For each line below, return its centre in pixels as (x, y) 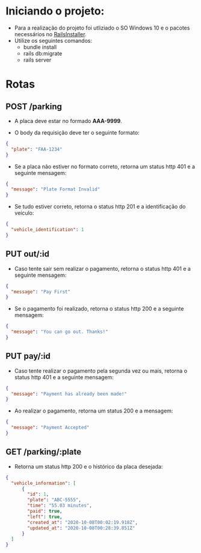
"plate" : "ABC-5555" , (54, 500)
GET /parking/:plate (44, 452)
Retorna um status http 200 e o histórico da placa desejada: (88, 466)
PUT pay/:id (28, 356)
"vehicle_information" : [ (44, 483)
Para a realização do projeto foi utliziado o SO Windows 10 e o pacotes (102, 28)
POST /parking (34, 106)
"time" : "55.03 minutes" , (60, 506)
